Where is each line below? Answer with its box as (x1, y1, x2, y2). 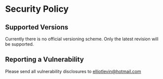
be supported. (5, 41, 34, 47)
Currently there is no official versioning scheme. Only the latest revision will (5, 36, 159, 42)
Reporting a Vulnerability (5, 55, 84, 64)
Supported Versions (5, 23, 68, 31)
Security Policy (5, 3, 69, 15)
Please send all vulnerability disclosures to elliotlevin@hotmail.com (5, 68, 142, 74)
